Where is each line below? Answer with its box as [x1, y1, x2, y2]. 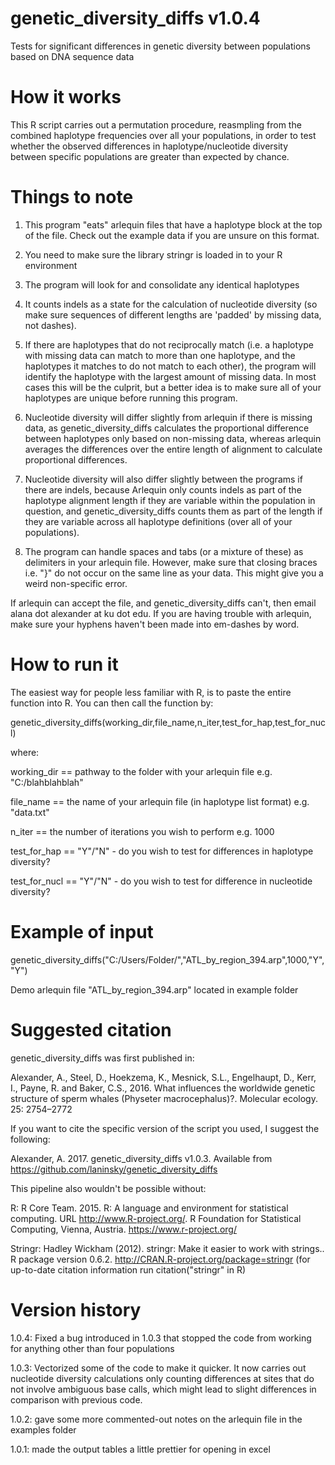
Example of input [10, 920, 154, 943]
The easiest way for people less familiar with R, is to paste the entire [10, 686, 292, 698]
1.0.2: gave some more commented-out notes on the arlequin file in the [10, 1413, 303, 1425]
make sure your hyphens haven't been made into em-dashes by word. [10, 618, 300, 630]
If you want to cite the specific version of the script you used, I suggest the [10, 1122, 320, 1134]
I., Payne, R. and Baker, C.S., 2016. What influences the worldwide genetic [10, 1082, 316, 1094]
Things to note [10, 186, 134, 209]
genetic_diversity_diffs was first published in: [10, 1052, 195, 1064]
